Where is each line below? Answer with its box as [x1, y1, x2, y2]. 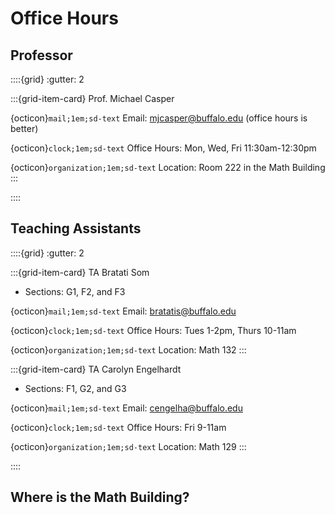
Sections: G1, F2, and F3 [24, 285, 126, 297]
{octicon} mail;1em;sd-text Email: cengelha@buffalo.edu [10, 402, 243, 414]
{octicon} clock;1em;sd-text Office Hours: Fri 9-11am [10, 421, 227, 433]
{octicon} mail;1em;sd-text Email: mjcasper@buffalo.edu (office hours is [10, 112, 308, 124]
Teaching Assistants [10, 220, 142, 237]
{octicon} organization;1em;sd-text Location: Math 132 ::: [10, 343, 247, 356]
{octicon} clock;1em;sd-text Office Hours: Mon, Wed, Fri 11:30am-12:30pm [10, 142, 317, 154]
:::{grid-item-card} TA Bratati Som [10, 266, 150, 278]
